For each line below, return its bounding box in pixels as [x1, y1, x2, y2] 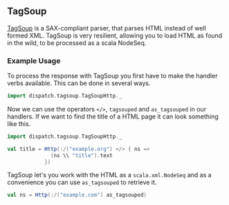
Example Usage [7, 55, 61, 65]
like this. [7, 119, 31, 127]
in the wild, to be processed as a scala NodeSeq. [7, 38, 147, 47]
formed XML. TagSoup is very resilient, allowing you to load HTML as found [7, 31, 223, 39]
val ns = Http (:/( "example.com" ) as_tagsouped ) [7, 192, 147, 199]
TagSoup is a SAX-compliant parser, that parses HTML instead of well [7, 24, 206, 32]
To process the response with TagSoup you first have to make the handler [7, 72, 218, 80]
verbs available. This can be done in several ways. [7, 79, 151, 87]
